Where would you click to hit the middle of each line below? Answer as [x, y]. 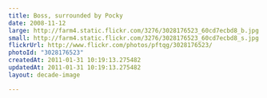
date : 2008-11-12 [37, 23]
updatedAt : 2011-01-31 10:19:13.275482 [75, 68]
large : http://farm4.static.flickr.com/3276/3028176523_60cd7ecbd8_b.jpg [134, 30]
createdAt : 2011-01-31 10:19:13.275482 [75, 61]
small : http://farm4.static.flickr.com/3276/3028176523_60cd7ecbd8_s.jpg [134, 38]
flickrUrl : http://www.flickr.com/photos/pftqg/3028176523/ [111, 45]
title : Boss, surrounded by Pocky [66, 16]
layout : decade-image [44, 75]
